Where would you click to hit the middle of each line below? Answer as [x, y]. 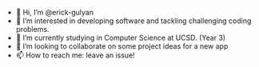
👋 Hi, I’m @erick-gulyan [55, 12]
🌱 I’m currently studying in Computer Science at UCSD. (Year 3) [121, 37]
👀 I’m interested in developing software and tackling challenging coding [133, 21]
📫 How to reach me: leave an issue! [76, 55]
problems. [32, 29]
